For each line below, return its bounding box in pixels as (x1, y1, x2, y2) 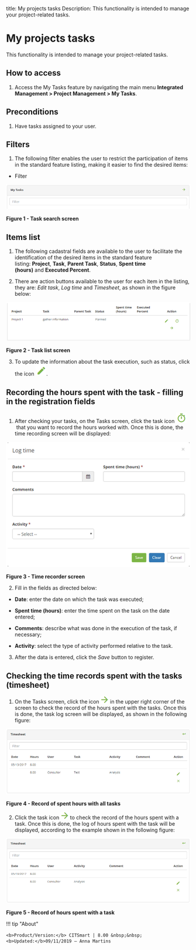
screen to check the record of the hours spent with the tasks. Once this (14, 704, 187, 712)
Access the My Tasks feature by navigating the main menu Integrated (14, 83, 183, 90)
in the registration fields (6, 396, 95, 407)
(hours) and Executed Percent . (14, 266, 91, 273)
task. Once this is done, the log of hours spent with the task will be (14, 820, 176, 827)
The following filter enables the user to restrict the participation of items (14, 155, 188, 162)
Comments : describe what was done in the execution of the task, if (14, 625, 177, 632)
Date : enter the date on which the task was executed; (14, 596, 144, 603)
